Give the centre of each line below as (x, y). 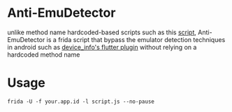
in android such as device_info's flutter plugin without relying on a (102, 47)
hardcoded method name (44, 55)
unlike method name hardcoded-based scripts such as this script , (102, 32)
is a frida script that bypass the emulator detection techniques (136, 39)
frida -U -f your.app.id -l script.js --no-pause (81, 101)
